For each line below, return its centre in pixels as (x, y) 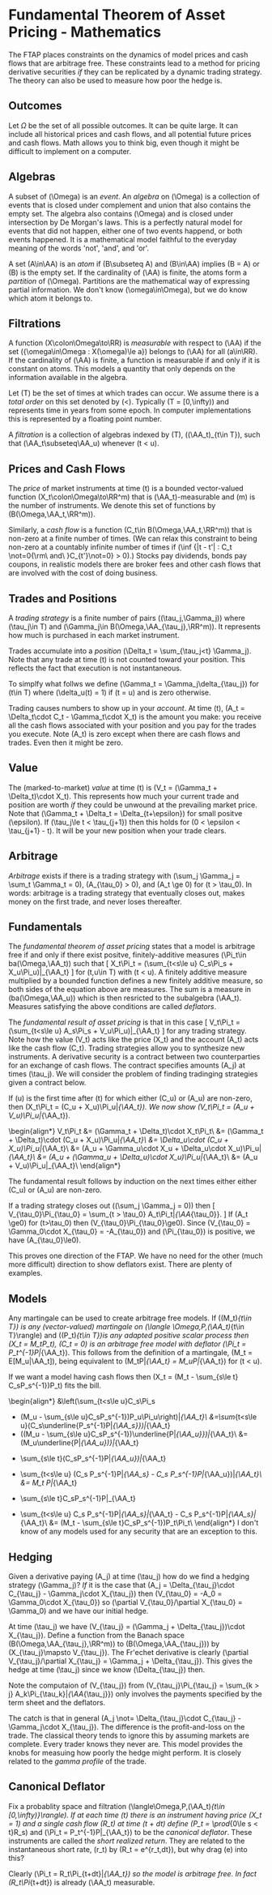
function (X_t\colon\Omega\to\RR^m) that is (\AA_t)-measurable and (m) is (132, 497)
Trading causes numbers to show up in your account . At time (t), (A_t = (127, 708)
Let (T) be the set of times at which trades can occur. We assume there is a (134, 393)
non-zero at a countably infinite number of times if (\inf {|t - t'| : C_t (120, 547)
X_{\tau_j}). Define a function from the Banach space (96, 1636)
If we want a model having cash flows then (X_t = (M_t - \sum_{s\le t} (123, 1377)
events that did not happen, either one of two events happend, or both (125, 231)
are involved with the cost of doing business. (83, 573)
